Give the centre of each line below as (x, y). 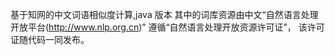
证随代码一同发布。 (50, 39)
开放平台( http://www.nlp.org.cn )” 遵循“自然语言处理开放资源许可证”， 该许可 (167, 27)
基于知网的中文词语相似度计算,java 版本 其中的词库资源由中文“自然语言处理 (164, 14)
